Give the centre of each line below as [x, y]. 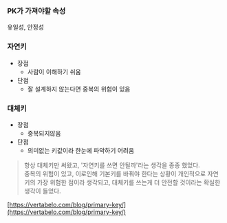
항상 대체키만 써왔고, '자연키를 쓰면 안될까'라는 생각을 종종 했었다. [112, 165]
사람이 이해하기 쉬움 [54, 72]
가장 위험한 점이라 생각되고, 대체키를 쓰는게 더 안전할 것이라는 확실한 [129, 182]
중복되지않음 [44, 133]
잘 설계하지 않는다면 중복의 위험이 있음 [79, 89]
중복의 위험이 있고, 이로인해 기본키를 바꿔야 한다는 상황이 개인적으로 [115, 173]
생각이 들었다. [43, 191]
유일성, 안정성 [26, 27]
